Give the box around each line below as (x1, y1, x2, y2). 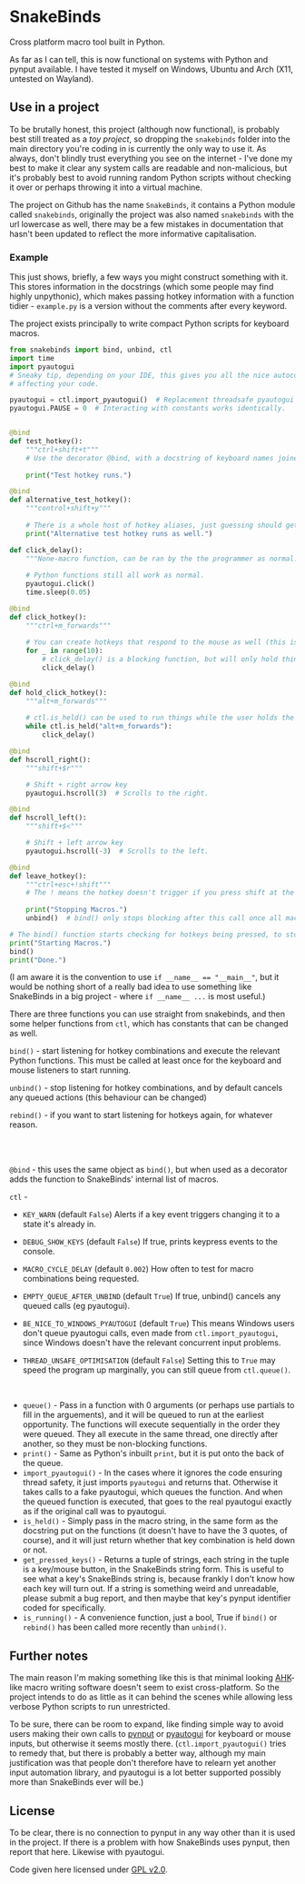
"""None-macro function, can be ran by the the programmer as (25, 554, 266, 563)
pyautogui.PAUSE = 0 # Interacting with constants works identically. (9, 404, 286, 413)
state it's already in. (22, 1219, 97, 1230)
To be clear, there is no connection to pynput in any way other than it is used (9, 1828, 296, 1839)
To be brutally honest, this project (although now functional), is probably (9, 124, 280, 134)
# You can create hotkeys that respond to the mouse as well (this (25, 638, 286, 647)
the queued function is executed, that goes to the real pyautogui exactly (22, 1496, 292, 1507)
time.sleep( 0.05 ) (25, 588, 92, 597)
